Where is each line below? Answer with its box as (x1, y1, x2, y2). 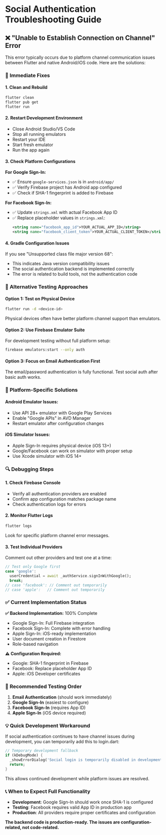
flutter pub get (5, 100, 39, 105)
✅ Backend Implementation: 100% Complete (5, 610, 98, 616)
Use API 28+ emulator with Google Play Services (12, 410, 112, 416)
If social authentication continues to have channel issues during (5, 733, 135, 739)
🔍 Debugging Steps (5, 466, 54, 473)
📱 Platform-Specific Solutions (5, 387, 78, 394)
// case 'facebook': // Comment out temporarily (5, 583, 107, 588)
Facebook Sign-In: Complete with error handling (12, 625, 111, 631)
